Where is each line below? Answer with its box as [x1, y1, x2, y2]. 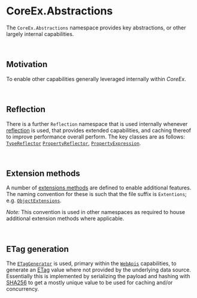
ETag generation [6, 244, 69, 254]
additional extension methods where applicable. [6, 215, 125, 222]
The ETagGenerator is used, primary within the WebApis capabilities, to [6, 260, 177, 267]
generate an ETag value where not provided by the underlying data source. [6, 266, 192, 273]
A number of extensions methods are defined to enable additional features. [6, 184, 192, 191]
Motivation [6, 59, 48, 70]
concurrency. [6, 285, 39, 293]
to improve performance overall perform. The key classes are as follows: [6, 133, 186, 140]
